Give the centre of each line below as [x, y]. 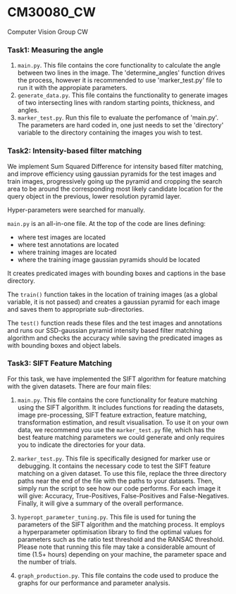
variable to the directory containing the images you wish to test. [110, 133]
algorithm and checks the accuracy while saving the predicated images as [115, 338]
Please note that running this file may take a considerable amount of [117, 547]
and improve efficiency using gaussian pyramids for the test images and [112, 174]
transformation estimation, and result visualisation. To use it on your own [123, 422]
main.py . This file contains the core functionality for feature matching [117, 400]
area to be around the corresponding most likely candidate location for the [115, 189]
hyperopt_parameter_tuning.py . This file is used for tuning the [107, 517]
